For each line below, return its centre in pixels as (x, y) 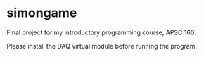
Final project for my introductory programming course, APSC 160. (101, 32)
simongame (42, 13)
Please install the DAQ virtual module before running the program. (102, 46)
